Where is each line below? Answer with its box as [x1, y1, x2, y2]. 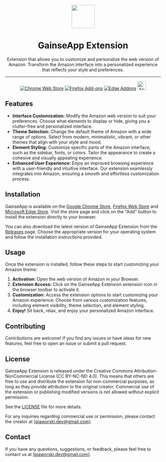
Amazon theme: [5, 267, 38, 273]
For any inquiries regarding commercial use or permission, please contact [5, 414, 155, 419]
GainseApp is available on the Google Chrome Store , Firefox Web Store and [5, 203, 159, 209]
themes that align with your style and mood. [12, 139, 102, 145]
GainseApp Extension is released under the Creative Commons [5, 368, 133, 373]
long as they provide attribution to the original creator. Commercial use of [5, 384, 155, 389]
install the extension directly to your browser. [5, 214, 97, 220]
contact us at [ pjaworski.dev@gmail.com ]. [5, 451, 91, 457]
